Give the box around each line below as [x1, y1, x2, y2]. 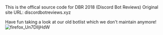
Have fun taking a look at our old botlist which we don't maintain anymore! [5, 19, 157, 25]
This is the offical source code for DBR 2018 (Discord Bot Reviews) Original [5, 4, 159, 10]
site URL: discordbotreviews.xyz [5, 9, 71, 15]
